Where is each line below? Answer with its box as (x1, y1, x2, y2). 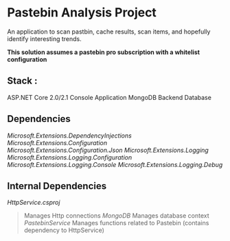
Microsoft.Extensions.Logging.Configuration (7, 153, 133, 162)
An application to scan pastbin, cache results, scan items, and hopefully (7, 27, 211, 36)
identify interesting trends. (7, 34, 82, 42)
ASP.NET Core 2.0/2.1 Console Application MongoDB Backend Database (7, 93, 211, 101)
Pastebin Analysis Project (7, 5, 157, 21)
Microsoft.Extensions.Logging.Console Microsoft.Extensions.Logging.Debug (7, 160, 223, 168)
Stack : (7, 75, 38, 87)
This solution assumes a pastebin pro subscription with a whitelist (7, 48, 200, 56)
